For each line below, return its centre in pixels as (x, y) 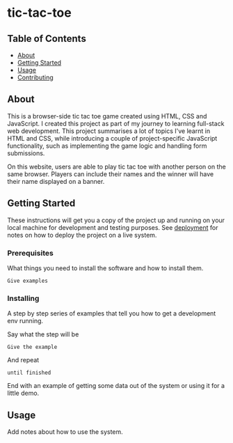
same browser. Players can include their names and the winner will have (111, 174)
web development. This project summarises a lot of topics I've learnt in (109, 131)
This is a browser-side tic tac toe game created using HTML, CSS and (107, 116)
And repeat (23, 360)
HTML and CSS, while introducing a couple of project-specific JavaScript (112, 138)
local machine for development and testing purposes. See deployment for (113, 227)
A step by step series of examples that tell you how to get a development (112, 313)
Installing (23, 298)
